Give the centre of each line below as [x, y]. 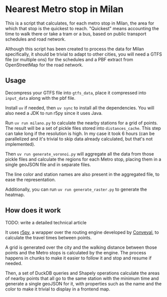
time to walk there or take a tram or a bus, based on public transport [76, 34]
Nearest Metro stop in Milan [64, 9]
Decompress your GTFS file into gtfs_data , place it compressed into [76, 93]
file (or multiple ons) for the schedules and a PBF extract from [69, 59]
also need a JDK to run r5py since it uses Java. [54, 113]
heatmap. [15, 195]
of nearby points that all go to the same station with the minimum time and [82, 278]
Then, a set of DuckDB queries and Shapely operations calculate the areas [82, 273]
